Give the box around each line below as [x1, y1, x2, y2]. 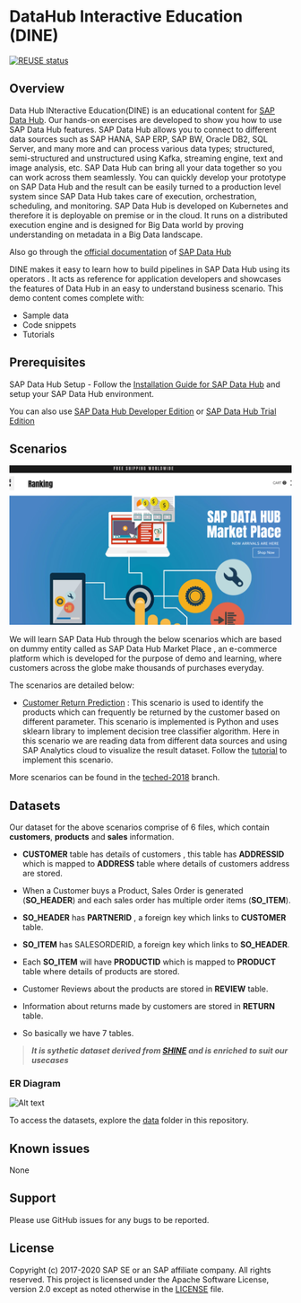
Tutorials [21, 329, 56, 339]
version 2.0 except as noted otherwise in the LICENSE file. [9, 1283, 224, 1294]
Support [9, 1191, 56, 1206]
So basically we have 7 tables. [21, 1027, 134, 1038]
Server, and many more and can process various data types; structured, [9, 143, 275, 154]
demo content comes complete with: [9, 292, 145, 303]
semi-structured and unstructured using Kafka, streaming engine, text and [9, 153, 284, 163]
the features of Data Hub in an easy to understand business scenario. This [9, 283, 284, 294]
